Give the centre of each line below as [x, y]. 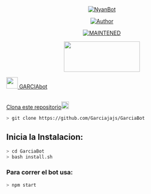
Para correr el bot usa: [40, 172]
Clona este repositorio [34, 107]
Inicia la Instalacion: [45, 137]
